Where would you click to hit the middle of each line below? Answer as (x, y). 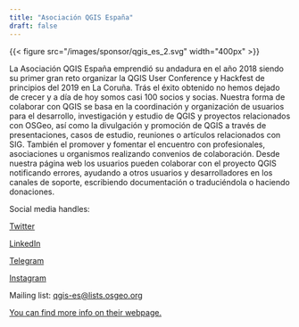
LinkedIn (25, 243)
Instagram (28, 278)
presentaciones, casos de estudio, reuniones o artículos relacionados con (145, 135)
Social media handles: (50, 208)
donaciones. (32, 192)
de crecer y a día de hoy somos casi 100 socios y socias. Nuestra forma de (147, 97)
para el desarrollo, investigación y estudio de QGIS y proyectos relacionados (150, 116)
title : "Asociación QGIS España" (71, 17)
